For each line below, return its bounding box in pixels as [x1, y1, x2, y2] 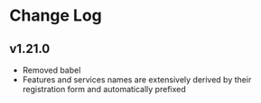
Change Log [9, 5, 102, 26]
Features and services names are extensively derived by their [22, 74, 252, 85]
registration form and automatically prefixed [22, 84, 187, 94]
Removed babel [22, 64, 81, 75]
